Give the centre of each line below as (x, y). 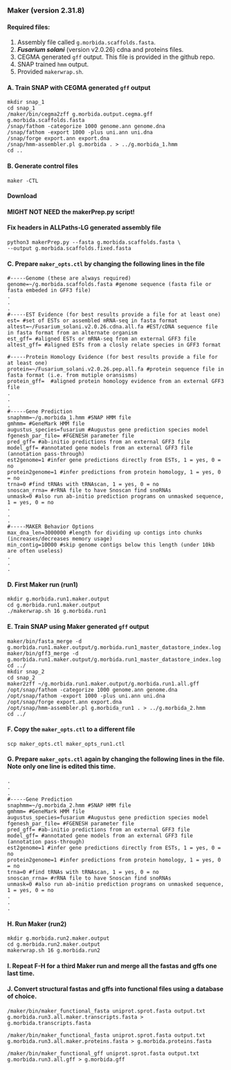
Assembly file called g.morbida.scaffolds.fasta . (86, 42)
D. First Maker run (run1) (43, 585)
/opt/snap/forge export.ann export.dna (65, 702)
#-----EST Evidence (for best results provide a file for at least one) (114, 315)
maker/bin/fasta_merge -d (44, 641)
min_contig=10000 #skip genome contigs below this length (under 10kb (111, 545)
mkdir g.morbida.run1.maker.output (58, 599)
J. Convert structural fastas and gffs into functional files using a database (115, 989)
